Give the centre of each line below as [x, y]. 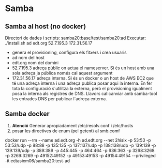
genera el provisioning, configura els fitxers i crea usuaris [69, 52]
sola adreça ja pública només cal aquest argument [62, 73]
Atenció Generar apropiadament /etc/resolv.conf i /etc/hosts [73, 125]
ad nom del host [28, 58]
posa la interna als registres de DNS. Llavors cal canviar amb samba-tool [84, 93]
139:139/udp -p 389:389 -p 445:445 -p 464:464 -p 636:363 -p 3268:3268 [80, 150]
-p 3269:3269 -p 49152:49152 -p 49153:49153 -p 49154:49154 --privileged [80, 155]
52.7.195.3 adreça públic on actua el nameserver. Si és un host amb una [83, 68]
